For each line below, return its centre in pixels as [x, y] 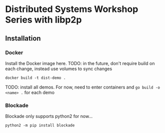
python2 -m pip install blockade [40, 125]
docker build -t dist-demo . [35, 78]
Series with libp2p [43, 20]
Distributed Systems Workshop [72, 9]
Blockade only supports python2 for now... [49, 116]
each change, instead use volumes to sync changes [59, 68]
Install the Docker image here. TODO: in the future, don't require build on [80, 63]
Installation [23, 38]
